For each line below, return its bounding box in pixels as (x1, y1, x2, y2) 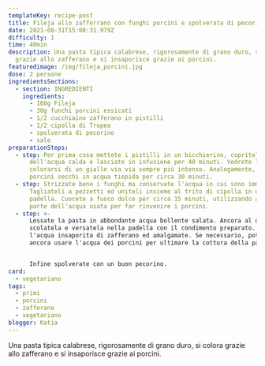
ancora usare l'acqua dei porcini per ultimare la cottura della (28, 239, 248, 247)
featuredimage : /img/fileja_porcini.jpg (8, 63, 144, 71)
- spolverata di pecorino (28, 129, 114, 136)
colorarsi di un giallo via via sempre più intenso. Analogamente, (28, 166, 256, 174)
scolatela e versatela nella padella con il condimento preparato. (28, 224, 256, 233)
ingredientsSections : (8, 77, 80, 85)
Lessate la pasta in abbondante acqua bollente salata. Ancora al (28, 217, 252, 225)
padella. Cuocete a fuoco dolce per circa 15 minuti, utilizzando (28, 195, 252, 203)
